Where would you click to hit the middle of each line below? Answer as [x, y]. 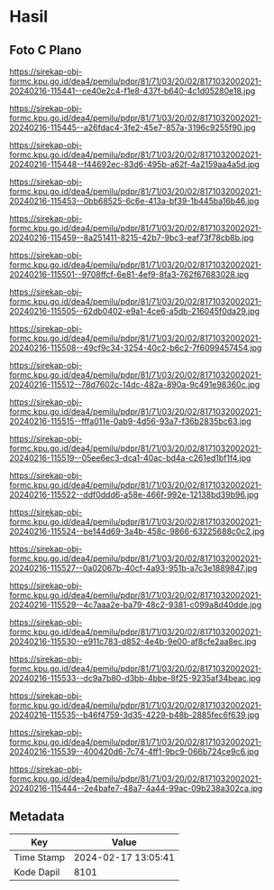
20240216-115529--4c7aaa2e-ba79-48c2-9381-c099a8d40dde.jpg [136, 604]
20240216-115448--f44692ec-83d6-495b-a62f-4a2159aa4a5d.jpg [134, 164]
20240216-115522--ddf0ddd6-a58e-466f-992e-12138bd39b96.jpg [134, 495]
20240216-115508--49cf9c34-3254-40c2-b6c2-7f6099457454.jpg [136, 348]
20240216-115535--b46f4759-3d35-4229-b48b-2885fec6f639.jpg [134, 715]
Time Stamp [40, 857]
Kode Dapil [37, 872]
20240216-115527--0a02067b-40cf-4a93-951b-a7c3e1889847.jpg [133, 568]
